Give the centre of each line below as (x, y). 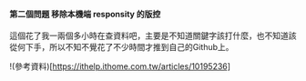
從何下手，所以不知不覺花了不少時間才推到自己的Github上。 (122, 47)
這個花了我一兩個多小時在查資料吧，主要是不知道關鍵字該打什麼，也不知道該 (153, 35)
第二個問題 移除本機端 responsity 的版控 (85, 14)
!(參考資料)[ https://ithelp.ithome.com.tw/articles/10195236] (120, 66)
